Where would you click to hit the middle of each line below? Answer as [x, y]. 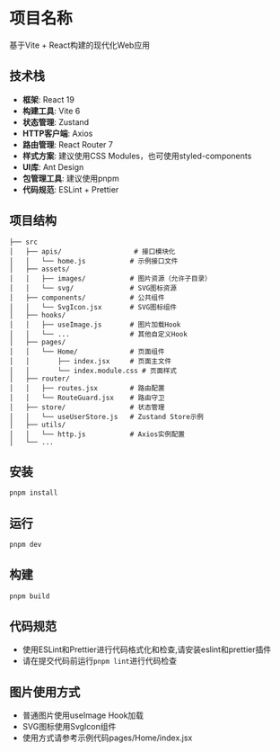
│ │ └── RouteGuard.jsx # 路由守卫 [87, 398]
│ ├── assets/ [39, 269]
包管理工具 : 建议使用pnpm [70, 178]
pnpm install [34, 493]
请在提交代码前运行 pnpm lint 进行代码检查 [100, 661]
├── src [24, 242]
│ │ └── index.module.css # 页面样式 [93, 371]
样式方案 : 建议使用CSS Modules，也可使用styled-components [137, 156]
